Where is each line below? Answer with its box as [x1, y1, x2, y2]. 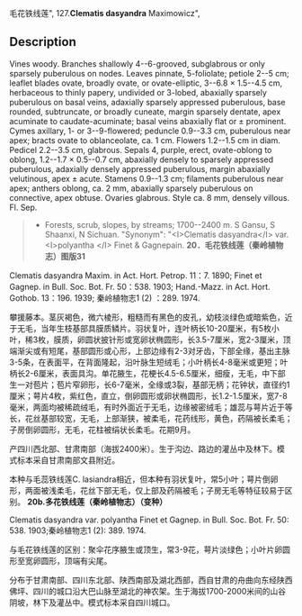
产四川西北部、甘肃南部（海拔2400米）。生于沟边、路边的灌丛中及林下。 [9, 443, 278, 454]
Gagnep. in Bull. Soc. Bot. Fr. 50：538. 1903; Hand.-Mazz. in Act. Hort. [9, 281, 271, 292]
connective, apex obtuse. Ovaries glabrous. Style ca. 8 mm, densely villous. [9, 192, 290, 203]
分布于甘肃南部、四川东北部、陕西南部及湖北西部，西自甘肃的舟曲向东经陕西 [9, 575, 293, 585]
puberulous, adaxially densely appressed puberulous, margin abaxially [9, 163, 271, 174]
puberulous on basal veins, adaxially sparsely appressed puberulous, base [9, 96, 286, 107]
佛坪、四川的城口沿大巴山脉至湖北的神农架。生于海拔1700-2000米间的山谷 [9, 585, 287, 596]
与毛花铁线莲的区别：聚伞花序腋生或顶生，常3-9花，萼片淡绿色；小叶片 [9, 544, 275, 555]
